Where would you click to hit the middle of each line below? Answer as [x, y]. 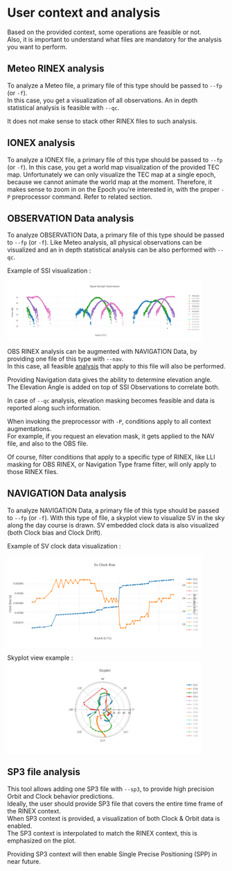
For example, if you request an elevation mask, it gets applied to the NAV [111, 436]
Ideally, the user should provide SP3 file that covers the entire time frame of [115, 804]
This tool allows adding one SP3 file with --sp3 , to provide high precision [111, 789]
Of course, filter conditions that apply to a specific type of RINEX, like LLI [111, 457]
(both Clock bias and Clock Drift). [55, 532]
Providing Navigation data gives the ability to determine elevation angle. [110, 380]
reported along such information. [54, 408]
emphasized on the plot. [42, 840]
